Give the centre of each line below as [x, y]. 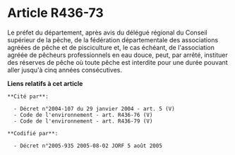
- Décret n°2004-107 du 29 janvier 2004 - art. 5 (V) [94, 108]
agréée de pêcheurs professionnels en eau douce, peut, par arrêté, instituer [117, 55]
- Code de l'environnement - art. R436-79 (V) [83, 121]
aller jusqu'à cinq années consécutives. [65, 70]
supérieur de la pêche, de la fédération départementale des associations [113, 39]
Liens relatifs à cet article [45, 83]
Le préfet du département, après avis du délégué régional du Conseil [107, 32]
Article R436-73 [55, 13]
